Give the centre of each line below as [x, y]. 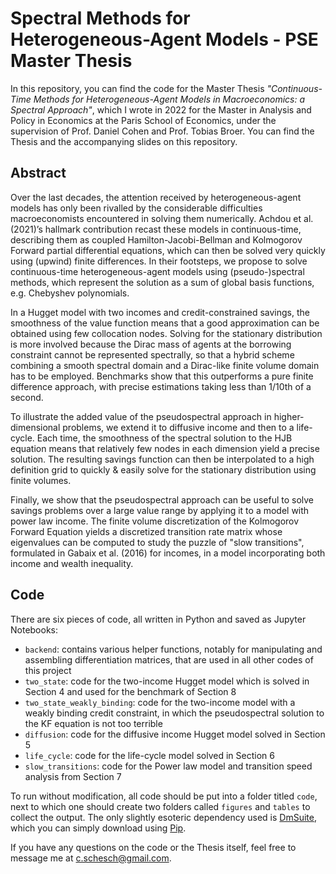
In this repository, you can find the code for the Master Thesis [137, 88]
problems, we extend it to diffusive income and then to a [178, 427]
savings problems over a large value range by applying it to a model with [160, 510]
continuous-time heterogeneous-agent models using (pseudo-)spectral [157, 271]
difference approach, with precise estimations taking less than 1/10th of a [161, 386]
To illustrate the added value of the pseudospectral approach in [141, 416]
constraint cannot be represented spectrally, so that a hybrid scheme [152, 354]
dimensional [35, 427]
